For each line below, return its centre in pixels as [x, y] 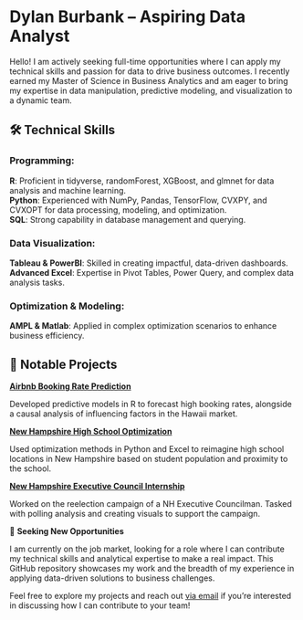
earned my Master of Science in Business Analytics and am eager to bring [149, 80]
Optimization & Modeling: [67, 306]
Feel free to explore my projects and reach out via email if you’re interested [151, 596]
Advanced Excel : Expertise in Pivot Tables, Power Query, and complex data [152, 272]
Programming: [42, 161]
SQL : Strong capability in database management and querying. [128, 219]
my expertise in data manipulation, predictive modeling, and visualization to [151, 90]
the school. [31, 468]
